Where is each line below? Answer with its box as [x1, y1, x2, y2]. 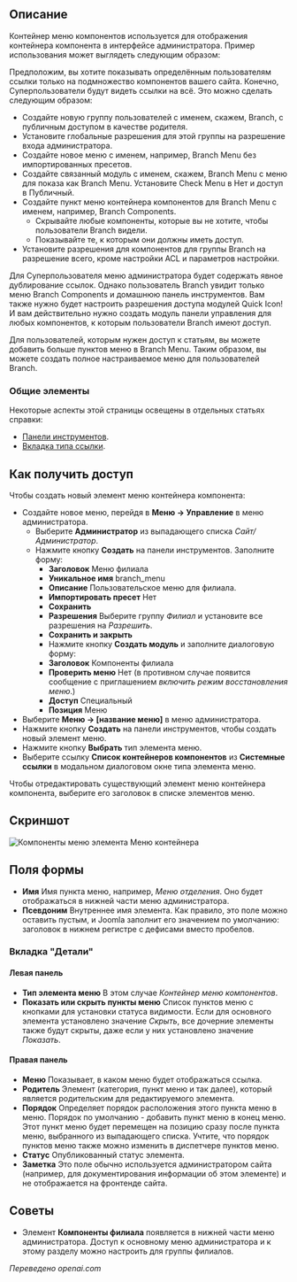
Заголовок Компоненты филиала [48, 657, 174, 668]
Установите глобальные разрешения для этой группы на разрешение [21, 130, 286, 141]
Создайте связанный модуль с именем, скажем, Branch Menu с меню [21, 168, 288, 179]
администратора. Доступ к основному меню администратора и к [21, 1236, 271, 1247]
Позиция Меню [48, 704, 108, 715]
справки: [9, 414, 43, 425]
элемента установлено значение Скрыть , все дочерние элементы [21, 1016, 274, 1026]
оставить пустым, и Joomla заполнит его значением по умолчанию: [21, 914, 280, 924]
